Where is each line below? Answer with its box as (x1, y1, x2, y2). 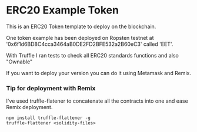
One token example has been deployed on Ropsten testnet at (6, 34, 154, 41)
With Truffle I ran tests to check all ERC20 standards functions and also (6, 52, 179, 59)
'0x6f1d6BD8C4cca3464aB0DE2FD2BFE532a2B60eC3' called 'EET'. (6, 40, 173, 48)
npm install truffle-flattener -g (6, 115, 91, 121)
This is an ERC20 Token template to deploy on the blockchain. (6, 23, 156, 30)
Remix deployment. (6, 104, 53, 111)
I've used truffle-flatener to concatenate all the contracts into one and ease (6, 97, 188, 104)
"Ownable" (6, 58, 33, 65)
